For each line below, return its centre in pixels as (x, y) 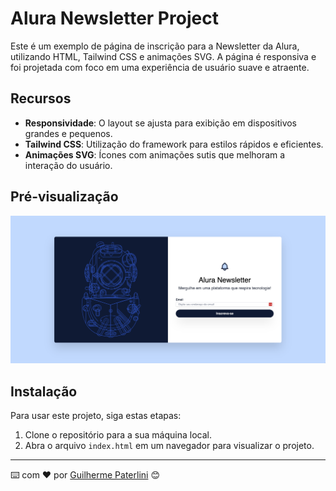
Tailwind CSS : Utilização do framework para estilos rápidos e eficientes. (174, 144)
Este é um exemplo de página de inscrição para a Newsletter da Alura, (155, 46)
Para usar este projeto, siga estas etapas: (96, 416)
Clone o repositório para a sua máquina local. (118, 435)
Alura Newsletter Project (114, 18)
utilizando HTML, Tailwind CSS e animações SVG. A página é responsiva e (163, 56)
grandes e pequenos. (68, 133)
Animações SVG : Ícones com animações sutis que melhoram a (155, 154)
